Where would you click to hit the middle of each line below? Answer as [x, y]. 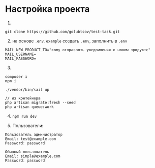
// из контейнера [23, 98]
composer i [16, 77]
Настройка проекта [47, 9]
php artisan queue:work [30, 107]
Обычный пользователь [27, 152]
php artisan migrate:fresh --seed [41, 102]
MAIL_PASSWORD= [21, 58]
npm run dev [24, 116]
